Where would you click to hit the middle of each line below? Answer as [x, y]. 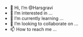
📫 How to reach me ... [33, 29]
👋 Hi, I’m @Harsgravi [31, 8]
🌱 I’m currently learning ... [37, 18]
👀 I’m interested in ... [31, 13]
